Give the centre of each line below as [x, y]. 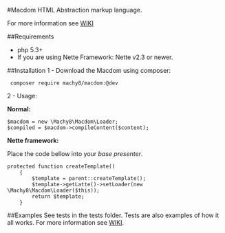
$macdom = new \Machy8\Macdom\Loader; [63, 122]
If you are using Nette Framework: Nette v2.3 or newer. [95, 57]
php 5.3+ [30, 50]
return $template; [58, 197]
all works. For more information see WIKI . [66, 222]
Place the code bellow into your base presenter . [75, 154]
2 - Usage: [22, 96]
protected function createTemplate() [61, 166]
